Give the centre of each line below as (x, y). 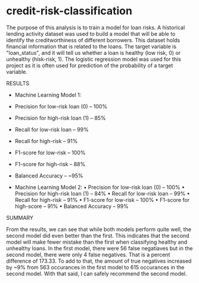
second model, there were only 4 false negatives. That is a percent (88, 254)
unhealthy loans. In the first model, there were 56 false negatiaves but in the (99, 248)
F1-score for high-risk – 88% (50, 164)
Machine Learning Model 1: (48, 95)
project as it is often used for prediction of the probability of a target (90, 65)
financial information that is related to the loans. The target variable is (91, 46)
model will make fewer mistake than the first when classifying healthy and (97, 242)
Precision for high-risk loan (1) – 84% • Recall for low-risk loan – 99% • (102, 193)
